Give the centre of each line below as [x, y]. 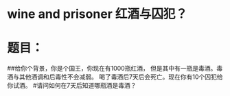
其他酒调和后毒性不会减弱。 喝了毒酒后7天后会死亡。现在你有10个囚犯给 [121, 77]
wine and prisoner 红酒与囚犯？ [97, 14]
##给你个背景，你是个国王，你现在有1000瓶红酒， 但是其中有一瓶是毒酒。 [112, 69]
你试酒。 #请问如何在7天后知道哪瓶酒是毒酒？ [72, 86]
